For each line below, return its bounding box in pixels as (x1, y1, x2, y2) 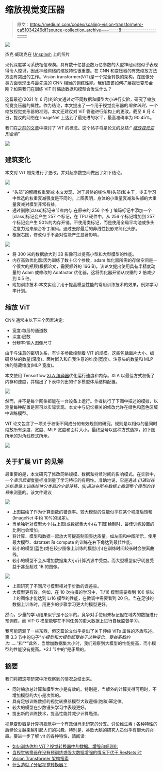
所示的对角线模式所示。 (5, 433, 52, 439)
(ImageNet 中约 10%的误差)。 (12, 515, 72, 521)
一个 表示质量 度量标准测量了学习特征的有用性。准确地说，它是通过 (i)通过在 (5, 478, 155, 483)
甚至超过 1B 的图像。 (20, 564, 62, 570)
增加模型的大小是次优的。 (12, 692, 64, 698)
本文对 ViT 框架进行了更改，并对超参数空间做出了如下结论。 (5, 169, 125, 175)
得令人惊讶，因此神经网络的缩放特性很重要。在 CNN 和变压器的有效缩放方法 (5, 68, 158, 74)
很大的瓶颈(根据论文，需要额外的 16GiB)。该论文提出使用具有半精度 (16, 263, 151, 269)
